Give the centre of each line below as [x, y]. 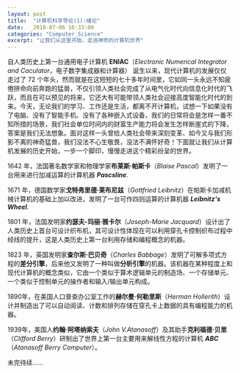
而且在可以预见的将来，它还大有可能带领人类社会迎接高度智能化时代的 [123, 98]
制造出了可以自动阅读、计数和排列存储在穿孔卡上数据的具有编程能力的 [123, 306]
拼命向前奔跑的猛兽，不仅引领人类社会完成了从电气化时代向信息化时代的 [120, 88]
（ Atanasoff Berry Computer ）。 [54, 347]
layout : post [27, 14]
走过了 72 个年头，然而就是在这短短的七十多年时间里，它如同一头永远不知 [116, 80]
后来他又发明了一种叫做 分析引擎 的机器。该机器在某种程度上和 [142, 264]
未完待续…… [26, 363]
